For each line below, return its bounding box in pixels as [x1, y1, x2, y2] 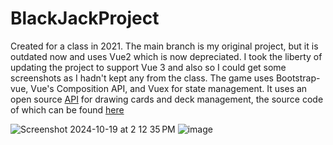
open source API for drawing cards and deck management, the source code [10, 93, 324, 105]
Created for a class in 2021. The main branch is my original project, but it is [10, 40, 319, 52]
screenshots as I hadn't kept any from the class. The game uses [10, 72, 275, 84]
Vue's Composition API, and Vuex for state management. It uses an [30, 82, 308, 94]
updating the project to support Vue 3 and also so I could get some [10, 61, 287, 73]
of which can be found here [10, 103, 125, 116]
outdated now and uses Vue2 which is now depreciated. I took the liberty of [10, 50, 323, 62]
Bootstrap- [275, 72, 321, 84]
